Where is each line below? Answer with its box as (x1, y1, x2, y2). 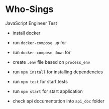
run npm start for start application (12, 88, 83, 94)
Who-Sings (5, 4, 54, 15)
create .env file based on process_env (12, 59, 90, 65)
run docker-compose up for (12, 39, 66, 46)
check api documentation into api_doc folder (12, 98, 104, 104)
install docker (12, 30, 41, 36)
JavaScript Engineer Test (5, 20, 57, 26)
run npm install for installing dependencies (12, 69, 103, 75)
